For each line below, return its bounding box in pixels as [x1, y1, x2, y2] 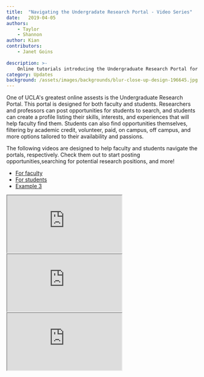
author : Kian [6, 37, 40, 43]
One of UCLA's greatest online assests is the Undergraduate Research [6, 94, 183, 101]
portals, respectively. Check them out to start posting [6, 151, 140, 159]
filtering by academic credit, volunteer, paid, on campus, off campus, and [6, 126, 191, 134]
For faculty [15, 169, 43, 177]
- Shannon [17, 32, 43, 38]
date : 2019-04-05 [6, 15, 56, 21]
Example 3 [15, 183, 42, 190]
